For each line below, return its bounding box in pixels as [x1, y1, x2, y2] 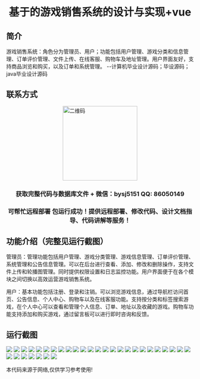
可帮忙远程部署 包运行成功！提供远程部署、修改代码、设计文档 [8, 207, 186, 215]
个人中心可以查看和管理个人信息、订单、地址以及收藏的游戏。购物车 [21, 303, 189, 310]
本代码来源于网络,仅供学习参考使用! [6, 366, 93, 373]
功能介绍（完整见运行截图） [6, 237, 108, 247]
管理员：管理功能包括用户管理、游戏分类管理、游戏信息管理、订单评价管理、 [6, 253, 194, 260]
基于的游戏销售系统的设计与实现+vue [8, 5, 192, 19]
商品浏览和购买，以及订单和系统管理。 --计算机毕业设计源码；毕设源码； [11, 63, 190, 70]
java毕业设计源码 [6, 70, 48, 77]
